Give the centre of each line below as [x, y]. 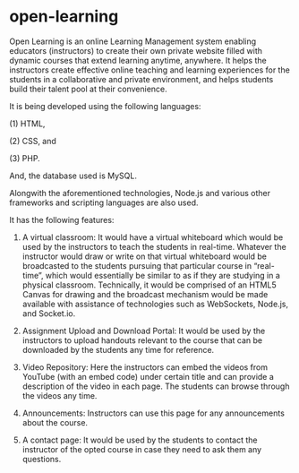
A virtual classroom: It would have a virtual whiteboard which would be [153, 237]
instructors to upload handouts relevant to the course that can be [142, 340]
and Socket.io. [49, 313]
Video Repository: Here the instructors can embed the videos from [145, 367]
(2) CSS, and [33, 141]
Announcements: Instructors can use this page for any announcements [153, 413]
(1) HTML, [27, 124]
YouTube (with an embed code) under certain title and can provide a [148, 376]
